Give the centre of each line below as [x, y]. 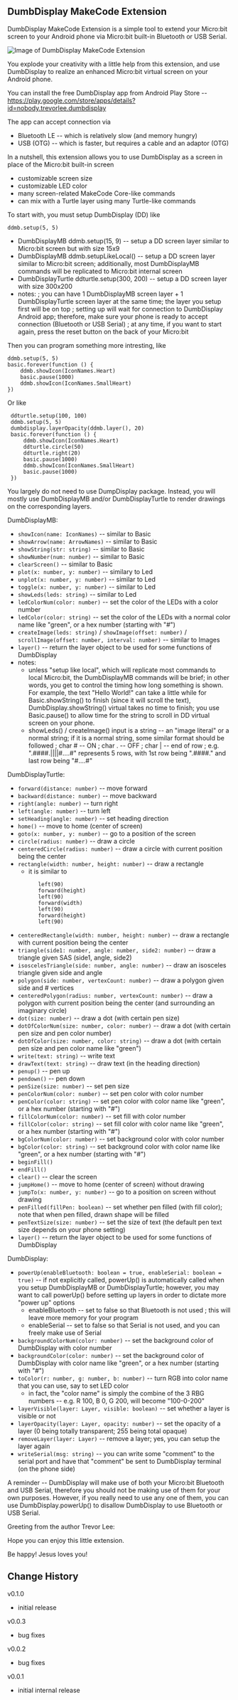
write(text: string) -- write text [66, 1056]
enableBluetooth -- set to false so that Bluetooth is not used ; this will [129, 1310]
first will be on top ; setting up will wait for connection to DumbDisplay [120, 309]
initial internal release [49, 1690]
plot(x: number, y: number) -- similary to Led [85, 571]
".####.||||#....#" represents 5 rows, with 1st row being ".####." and [127, 753]
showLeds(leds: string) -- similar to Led [77, 594]
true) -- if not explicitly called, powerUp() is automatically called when [121, 1280]
